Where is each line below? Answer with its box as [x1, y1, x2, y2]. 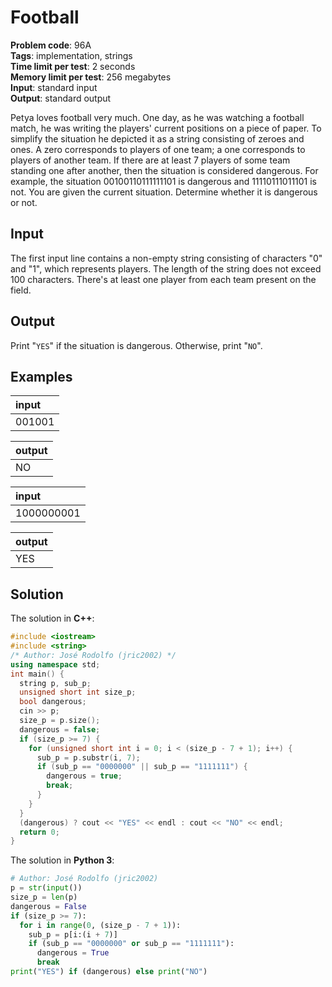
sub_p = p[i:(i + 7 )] [28, 929, 118, 940]
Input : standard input [10, 81, 98, 93]
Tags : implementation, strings [10, 49, 133, 61]
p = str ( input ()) [10, 883, 83, 893]
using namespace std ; [10, 659, 101, 670]
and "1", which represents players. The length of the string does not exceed [10, 262, 322, 275]
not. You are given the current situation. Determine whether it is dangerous [10, 186, 318, 198]
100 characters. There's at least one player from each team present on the [10, 273, 317, 285]
